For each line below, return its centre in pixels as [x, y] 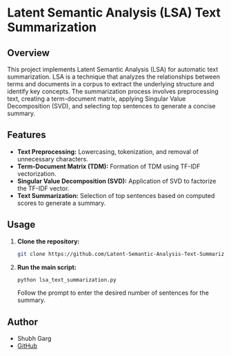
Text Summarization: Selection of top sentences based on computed [116, 195]
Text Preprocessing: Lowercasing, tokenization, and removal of [108, 151]
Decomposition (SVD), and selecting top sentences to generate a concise [111, 106]
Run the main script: [47, 267]
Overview [29, 53]
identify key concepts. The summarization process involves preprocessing [113, 91]
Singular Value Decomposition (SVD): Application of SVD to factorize [117, 181]
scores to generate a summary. [61, 203]
